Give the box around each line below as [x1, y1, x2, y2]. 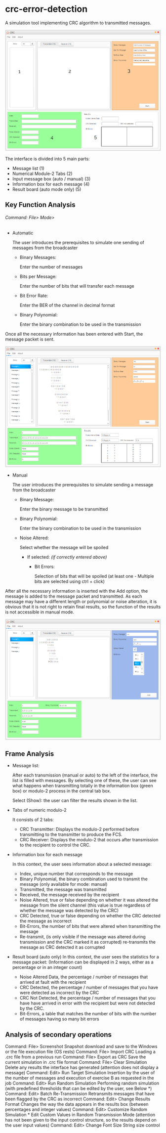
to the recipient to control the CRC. [19, 842, 91, 848]
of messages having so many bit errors [19, 1016, 100, 1022]
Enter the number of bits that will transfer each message [19, 283, 134, 289]
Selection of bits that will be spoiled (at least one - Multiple [34, 573, 154, 579]
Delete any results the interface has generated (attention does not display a [5, 1064, 159, 1071]
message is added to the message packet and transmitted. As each [5, 593, 142, 599]
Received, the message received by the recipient [19, 892, 120, 898]
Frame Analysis [5, 749, 54, 758]
